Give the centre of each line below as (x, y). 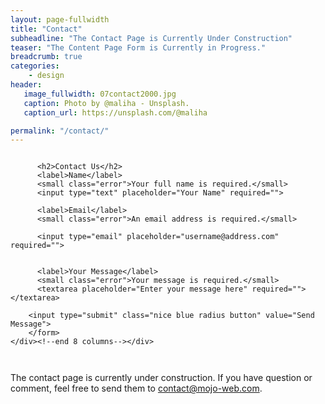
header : (26, 85)
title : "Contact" (46, 29)
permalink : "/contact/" (60, 131)
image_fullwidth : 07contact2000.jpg (100, 94)
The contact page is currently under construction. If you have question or (161, 378)
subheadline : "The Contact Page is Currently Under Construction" (151, 38)
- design (46, 76)
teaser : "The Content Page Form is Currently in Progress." (138, 47)
